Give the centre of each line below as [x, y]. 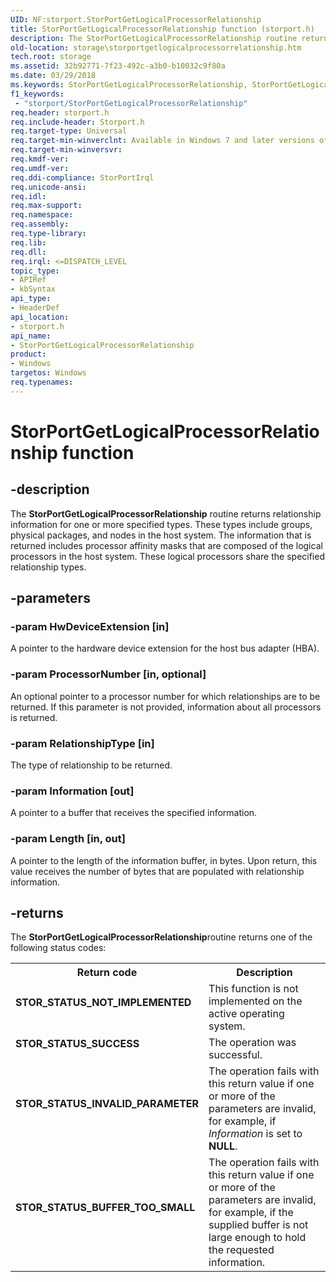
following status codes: [58, 948]
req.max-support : [46, 206]
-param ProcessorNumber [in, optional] [108, 674]
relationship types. [48, 567]
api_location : [40, 317]
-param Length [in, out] [68, 839]
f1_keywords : [37, 94]
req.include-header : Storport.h [77, 122]
